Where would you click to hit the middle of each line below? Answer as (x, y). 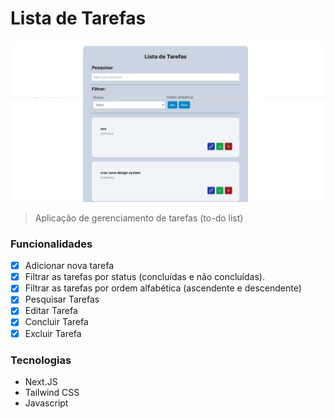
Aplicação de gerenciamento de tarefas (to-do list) (139, 218)
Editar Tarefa (51, 311)
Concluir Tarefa (56, 322)
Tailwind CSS (52, 392)
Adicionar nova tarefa (69, 266)
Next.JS (41, 381)
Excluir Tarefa (53, 333)
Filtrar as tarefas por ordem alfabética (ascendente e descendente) (163, 288)
